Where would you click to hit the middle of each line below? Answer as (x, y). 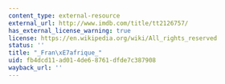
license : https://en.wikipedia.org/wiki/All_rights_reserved (113, 38)
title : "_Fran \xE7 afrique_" (55, 53)
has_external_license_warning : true (70, 30)
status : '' (27, 46)
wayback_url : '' (35, 68)
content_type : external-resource (64, 16)
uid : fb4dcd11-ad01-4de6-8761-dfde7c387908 (82, 61)
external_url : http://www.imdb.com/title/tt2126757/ (98, 23)
